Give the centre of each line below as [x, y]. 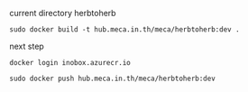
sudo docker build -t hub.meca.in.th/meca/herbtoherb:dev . [125, 30]
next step [27, 46]
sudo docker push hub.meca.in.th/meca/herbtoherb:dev [113, 78]
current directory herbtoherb [63, 13]
